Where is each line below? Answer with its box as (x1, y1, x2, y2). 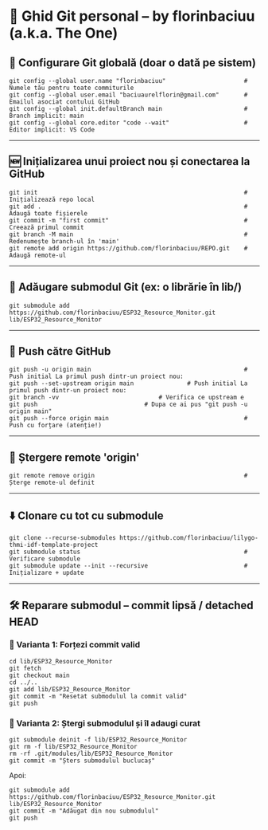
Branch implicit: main (9, 112, 84, 120)
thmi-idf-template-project (9, 541, 99, 549)
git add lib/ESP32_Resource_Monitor (9, 685, 130, 693)
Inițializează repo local (9, 195, 95, 203)
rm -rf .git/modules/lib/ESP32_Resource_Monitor (9, 749, 173, 758)
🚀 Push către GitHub (9, 344, 111, 358)
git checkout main (9, 671, 70, 679)
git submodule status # (9, 548, 248, 557)
